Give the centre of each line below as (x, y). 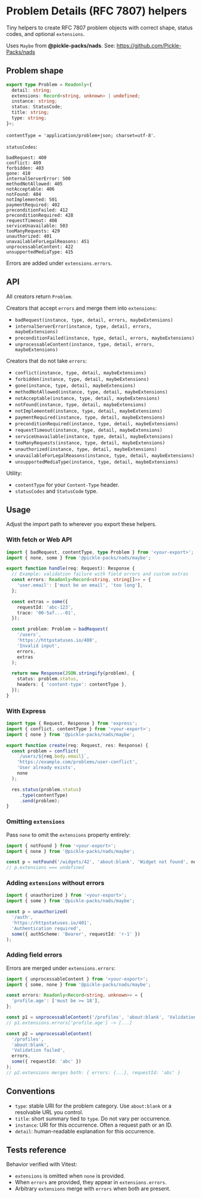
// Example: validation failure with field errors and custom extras (100, 574)
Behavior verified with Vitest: (42, 1164)
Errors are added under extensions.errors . (59, 263)
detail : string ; (32, 90)
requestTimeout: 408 (32, 220)
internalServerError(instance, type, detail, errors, (83, 326)
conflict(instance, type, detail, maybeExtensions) (80, 373)
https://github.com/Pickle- (149, 46)
